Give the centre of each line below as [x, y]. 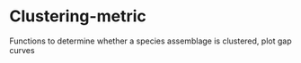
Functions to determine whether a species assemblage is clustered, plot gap [150, 41]
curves [22, 50]
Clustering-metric [78, 16]
